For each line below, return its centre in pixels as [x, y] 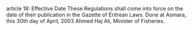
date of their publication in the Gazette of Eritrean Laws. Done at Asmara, [96, 15]
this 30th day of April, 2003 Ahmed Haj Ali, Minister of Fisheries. [86, 21]
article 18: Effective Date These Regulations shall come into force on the [95, 9]
